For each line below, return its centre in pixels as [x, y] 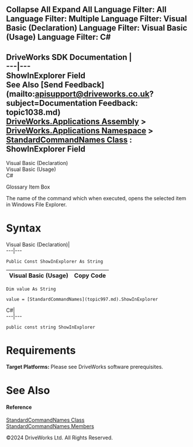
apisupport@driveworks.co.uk [92, 94]
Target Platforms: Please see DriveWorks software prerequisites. [85, 367]
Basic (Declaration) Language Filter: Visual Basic [97, 28]
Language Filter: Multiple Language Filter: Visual [96, 19]
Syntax [24, 228]
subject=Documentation [52, 103]
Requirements [41, 350]
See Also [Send [35, 85]
